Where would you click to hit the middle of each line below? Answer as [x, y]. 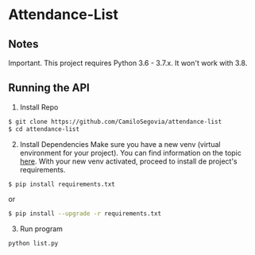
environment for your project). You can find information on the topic [131, 153]
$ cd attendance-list [44, 129]
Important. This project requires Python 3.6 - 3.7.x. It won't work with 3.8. [128, 63]
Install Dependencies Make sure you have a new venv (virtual [120, 144]
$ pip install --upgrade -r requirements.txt [85, 214]
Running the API [49, 88]
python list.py [33, 244]
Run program [41, 229]
